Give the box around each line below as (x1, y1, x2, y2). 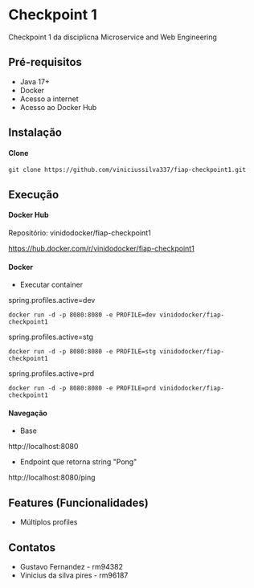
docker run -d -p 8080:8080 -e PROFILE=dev (8, 311, 157, 319)
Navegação (8, 408, 48, 418)
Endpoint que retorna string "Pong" (19, 457, 137, 467)
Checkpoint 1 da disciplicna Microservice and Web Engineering (8, 32, 217, 42)
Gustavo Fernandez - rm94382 (19, 561, 123, 571)
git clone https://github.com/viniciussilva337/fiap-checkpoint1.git (8, 166, 247, 174)
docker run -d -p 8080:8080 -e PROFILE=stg (8, 348, 157, 356)
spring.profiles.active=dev (8, 296, 96, 305)
